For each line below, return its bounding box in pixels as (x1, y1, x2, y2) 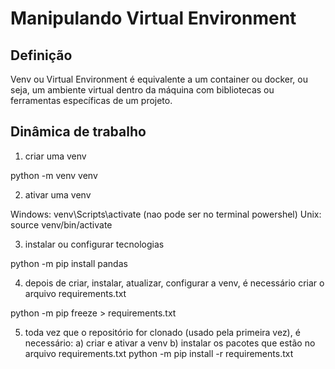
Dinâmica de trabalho (10, 123, 147, 141)
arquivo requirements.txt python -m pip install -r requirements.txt (24, 347, 294, 359)
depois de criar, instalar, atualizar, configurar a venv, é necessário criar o (24, 277, 325, 289)
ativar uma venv (24, 188, 92, 201)
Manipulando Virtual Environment (10, 7, 297, 30)
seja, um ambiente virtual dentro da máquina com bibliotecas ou (10, 84, 275, 96)
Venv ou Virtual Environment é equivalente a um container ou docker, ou (10, 73, 308, 85)
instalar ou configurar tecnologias (24, 238, 165, 250)
